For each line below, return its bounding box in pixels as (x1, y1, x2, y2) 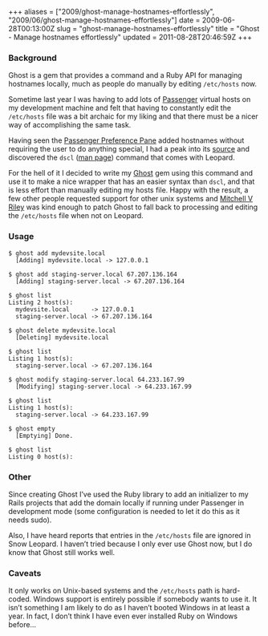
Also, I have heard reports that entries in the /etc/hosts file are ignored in (8, 530, 251, 540)
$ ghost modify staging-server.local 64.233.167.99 (8, 375, 185, 383)
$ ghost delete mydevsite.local (8, 326, 116, 334)
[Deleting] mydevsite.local (15, 333, 110, 342)
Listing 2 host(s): (8, 298, 74, 306)
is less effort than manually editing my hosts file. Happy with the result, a (8, 185, 249, 195)
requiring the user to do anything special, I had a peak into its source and (8, 144, 250, 154)
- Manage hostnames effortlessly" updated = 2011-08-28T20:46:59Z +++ (8, 32, 253, 42)
